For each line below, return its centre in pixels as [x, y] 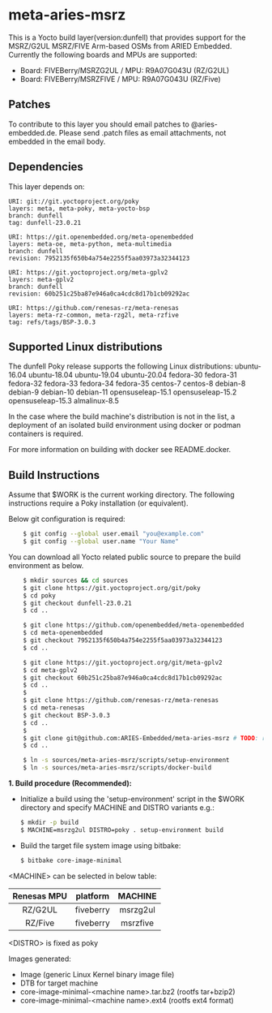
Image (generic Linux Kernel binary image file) [97, 974]
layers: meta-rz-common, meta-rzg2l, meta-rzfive [94, 315]
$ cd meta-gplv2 [51, 670]
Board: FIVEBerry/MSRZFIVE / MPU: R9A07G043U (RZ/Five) [120, 79]
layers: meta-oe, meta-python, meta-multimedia [90, 244]
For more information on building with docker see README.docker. [120, 450]
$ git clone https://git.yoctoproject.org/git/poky [112, 588]
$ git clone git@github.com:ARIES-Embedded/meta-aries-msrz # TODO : [141, 738]
